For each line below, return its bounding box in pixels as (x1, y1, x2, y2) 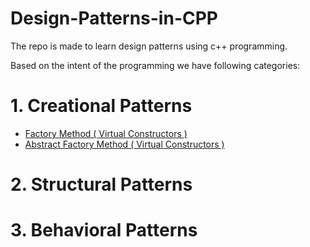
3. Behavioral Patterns (10, 219, 198, 242)
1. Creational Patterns (10, 95, 193, 117)
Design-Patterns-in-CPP (10, 7, 218, 30)
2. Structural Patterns (10, 173, 193, 196)
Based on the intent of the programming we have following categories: (10, 59, 301, 71)
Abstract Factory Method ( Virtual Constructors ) (24, 138, 225, 150)
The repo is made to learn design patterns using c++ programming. (10, 40, 288, 52)
